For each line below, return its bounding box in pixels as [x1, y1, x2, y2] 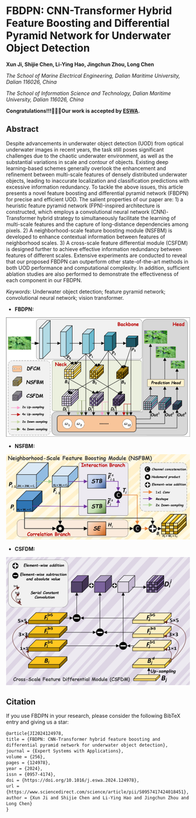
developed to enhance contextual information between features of [6, 233, 166, 240]
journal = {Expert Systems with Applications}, [6, 748, 124, 754]
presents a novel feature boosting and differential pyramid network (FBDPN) [6, 189, 189, 197]
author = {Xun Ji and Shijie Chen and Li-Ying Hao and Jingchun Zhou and [6, 795, 190, 800]
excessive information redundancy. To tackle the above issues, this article [6, 183, 184, 190]
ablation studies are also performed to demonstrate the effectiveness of [6, 271, 179, 278]
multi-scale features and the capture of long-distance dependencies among [6, 221, 188, 228]
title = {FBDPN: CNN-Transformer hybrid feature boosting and [6, 736, 160, 742]
